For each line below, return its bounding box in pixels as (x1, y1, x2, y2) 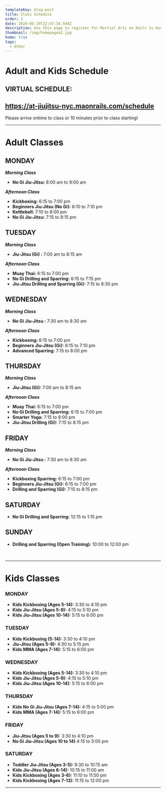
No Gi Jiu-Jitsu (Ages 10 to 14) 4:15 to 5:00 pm (12, 738, 109, 744)
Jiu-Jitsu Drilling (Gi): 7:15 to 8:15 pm (12, 420, 89, 425)
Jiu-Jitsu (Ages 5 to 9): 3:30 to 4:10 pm (12, 733, 94, 739)
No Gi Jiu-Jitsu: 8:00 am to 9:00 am (12, 179, 86, 186)
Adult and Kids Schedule (5, 65, 109, 77)
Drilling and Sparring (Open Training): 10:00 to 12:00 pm (12, 541, 129, 547)
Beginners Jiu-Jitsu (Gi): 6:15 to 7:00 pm (12, 481, 96, 487)
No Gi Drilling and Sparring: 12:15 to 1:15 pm (12, 514, 103, 520)
